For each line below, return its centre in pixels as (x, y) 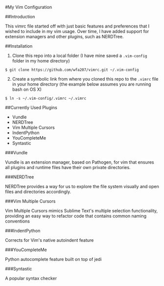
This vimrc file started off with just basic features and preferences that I (77, 26)
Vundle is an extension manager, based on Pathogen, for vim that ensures (80, 162)
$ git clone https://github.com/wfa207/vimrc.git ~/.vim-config (72, 70)
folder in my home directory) (41, 61)
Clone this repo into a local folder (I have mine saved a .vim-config (80, 56)
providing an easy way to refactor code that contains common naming (76, 216)
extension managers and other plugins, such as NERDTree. (64, 37)
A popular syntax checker (31, 278)
